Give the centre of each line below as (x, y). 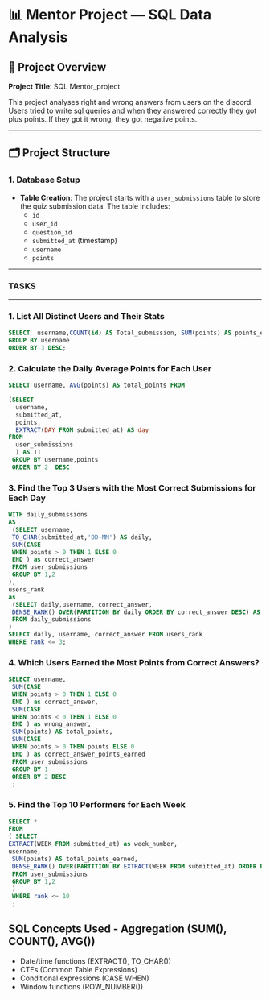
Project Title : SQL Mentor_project (64, 86)
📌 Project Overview (57, 67)
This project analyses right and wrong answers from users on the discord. (131, 102)
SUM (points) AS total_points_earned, (75, 859)
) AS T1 (29, 452)
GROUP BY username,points (55, 460)
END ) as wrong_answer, (51, 724)
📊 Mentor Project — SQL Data (110, 15)
